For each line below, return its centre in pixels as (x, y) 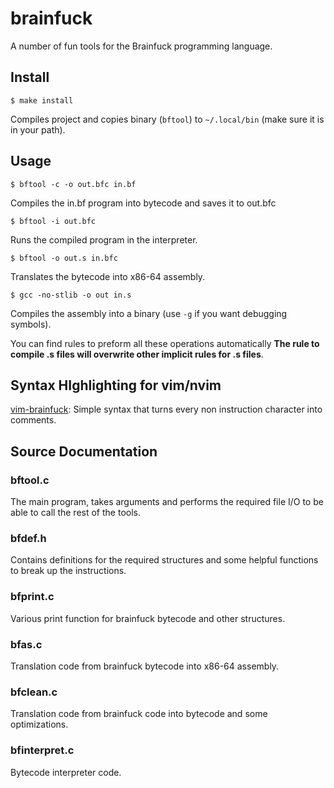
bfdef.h (28, 538)
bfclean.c (34, 692)
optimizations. (39, 724)
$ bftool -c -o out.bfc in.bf (73, 184)
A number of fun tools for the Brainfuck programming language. (141, 46)
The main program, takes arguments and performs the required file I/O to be (167, 502)
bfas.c (26, 644)
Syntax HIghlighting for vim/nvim (116, 385)
